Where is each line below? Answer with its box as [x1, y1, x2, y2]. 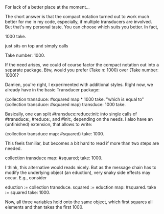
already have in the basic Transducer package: [5, 87, 100, 92]
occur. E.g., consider [5, 175, 47, 180]
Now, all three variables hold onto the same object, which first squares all [5, 199, 153, 205]
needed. [5, 146, 22, 151]
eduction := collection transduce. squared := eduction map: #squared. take [5, 184, 157, 190]
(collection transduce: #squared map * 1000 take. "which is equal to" [5, 96, 144, 102]
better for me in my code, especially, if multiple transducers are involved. [5, 19, 152, 24]
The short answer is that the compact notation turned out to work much [5, 14, 149, 19]
